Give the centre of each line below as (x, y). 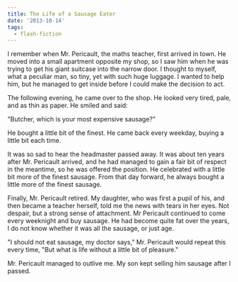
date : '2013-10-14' (36, 21)
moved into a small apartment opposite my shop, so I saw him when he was (118, 62)
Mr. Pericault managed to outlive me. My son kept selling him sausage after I (119, 264)
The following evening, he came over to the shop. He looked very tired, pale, (119, 98)
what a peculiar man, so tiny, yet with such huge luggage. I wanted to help (116, 77)
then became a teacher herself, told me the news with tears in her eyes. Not (118, 206)
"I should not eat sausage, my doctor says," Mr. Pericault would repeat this (117, 242)
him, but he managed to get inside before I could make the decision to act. (116, 84)
